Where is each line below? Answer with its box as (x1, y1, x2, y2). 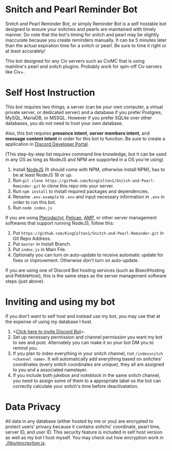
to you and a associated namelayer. (12, 366, 88, 373)
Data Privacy (5, 401, 61, 412)
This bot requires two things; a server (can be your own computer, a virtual (5, 104, 163, 110)
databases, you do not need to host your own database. (5, 120, 123, 126)
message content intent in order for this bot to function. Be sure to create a (5, 135, 165, 142)
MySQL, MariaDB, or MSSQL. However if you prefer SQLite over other (5, 115, 152, 121)
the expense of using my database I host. (5, 318, 93, 325)
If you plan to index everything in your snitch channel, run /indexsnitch (12, 350, 163, 356)
